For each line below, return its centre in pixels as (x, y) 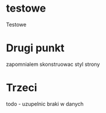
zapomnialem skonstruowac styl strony (53, 64)
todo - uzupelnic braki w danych (45, 104)
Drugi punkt (35, 48)
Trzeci (22, 88)
